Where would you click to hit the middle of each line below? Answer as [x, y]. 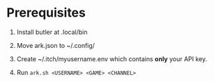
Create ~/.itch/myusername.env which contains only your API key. [112, 59]
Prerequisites [46, 13]
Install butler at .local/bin [52, 32]
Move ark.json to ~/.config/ [56, 45]
